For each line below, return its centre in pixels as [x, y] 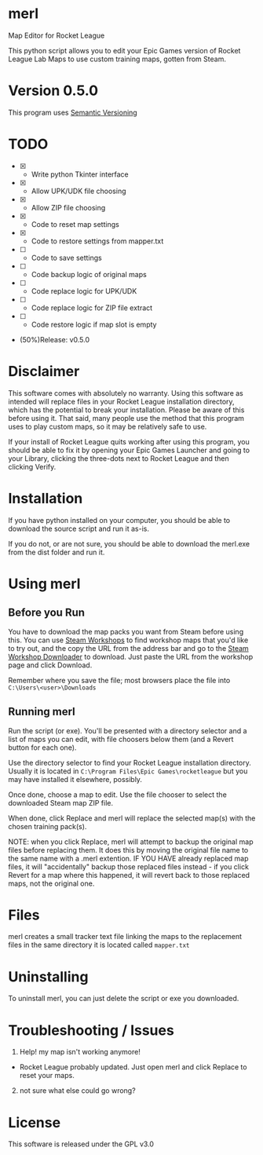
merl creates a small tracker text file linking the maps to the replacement [125, 937]
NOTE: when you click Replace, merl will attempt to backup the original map [131, 842]
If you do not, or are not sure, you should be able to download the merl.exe [129, 543]
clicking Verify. [32, 466]
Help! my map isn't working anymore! [80, 1052]
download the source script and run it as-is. [79, 528]
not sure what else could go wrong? [77, 1091]
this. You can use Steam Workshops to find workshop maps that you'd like [128, 640]
